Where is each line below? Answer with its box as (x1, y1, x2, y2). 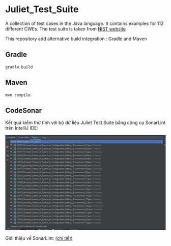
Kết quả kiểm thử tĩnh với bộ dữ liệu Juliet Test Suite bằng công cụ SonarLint (5, 119, 166, 126)
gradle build (5, 65, 33, 70)
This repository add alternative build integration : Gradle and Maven (5, 36, 147, 42)
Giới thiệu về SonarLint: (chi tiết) (5, 235, 73, 241)
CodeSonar (5, 106, 42, 115)
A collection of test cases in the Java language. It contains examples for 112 (5, 20, 164, 26)
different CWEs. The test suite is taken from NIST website (5, 25, 126, 32)
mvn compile (5, 93, 31, 98)
